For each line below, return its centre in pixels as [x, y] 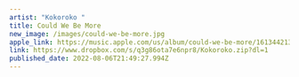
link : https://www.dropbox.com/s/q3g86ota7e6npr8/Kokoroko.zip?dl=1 [139, 50]
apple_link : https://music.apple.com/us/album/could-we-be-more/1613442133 [153, 42]
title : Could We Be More [55, 26]
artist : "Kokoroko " [48, 17]
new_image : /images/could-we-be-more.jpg [87, 34]
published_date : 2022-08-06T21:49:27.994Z [89, 58]
